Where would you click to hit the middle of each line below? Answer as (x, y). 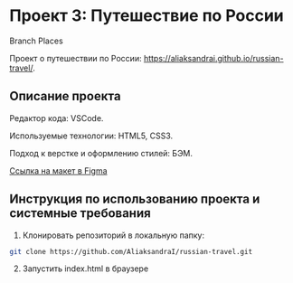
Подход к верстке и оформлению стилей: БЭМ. (101, 153)
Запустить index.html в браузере (85, 269)
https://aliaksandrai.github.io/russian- (213, 58)
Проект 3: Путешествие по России (147, 16)
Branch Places (36, 41)
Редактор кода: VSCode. (57, 118)
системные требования (80, 213)
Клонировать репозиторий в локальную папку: (113, 235)
